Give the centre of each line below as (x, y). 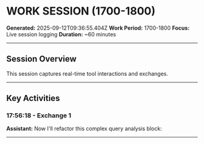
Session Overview (42, 59)
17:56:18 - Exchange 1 (39, 116)
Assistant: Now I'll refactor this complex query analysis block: (84, 129)
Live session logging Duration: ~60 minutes (61, 34)
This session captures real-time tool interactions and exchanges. (87, 73)
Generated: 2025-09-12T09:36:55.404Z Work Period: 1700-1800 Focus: (98, 28)
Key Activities (33, 98)
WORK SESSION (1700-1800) (81, 11)
